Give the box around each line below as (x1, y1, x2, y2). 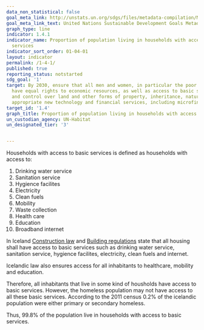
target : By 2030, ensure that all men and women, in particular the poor (6, 83, 197, 89)
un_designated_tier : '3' (6, 122, 69, 128)
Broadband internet (15, 225, 64, 233)
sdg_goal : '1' (6, 77, 42, 83)
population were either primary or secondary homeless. (6, 300, 146, 307)
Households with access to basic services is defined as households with (6, 150, 188, 157)
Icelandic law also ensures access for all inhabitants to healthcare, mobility (6, 262, 194, 269)
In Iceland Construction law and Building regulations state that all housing (6, 238, 190, 245)
